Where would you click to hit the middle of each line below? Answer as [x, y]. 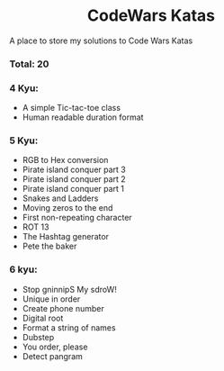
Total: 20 [29, 64]
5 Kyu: [24, 140]
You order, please [55, 347]
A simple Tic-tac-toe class [72, 108]
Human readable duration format [83, 117]
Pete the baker [49, 246]
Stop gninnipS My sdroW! [69, 289]
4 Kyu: [24, 88]
